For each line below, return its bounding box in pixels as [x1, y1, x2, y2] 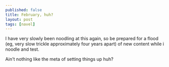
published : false [5, 7, 42, 13]
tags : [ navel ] [5, 21, 36, 27]
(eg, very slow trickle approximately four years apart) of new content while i [5, 41, 164, 47]
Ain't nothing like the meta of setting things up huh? [5, 56, 114, 62]
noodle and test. [5, 46, 40, 52]
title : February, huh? [5, 12, 53, 17]
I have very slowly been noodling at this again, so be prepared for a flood [5, 36, 159, 42]
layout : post [5, 17, 33, 22]
